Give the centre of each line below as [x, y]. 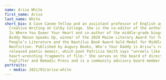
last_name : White [23, 19]
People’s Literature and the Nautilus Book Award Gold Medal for [78, 42]
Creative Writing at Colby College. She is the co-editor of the [78, 28]
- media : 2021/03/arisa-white [40, 70]
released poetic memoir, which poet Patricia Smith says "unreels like [85, 51]
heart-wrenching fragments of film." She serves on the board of [78, 56]
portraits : [16, 65]
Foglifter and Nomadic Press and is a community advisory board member [85, 61]
